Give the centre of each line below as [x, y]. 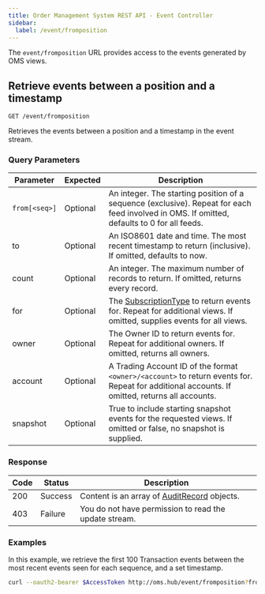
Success [56, 496]
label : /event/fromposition [62, 30]
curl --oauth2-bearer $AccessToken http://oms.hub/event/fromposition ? [128, 583]
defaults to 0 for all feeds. [156, 224]
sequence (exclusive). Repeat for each [180, 204]
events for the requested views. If [170, 419]
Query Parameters [44, 160]
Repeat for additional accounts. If [170, 386]
